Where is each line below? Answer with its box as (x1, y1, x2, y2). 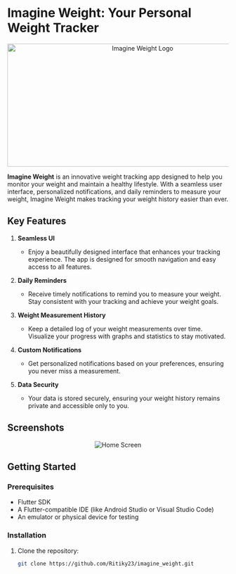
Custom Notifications (17, 345, 82, 354)
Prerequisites (7, 482, 54, 492)
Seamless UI (17, 234, 55, 242)
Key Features (7, 215, 67, 227)
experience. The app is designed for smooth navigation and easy (27, 255, 216, 263)
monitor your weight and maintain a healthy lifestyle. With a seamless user (7, 179, 223, 188)
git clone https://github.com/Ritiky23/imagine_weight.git (17, 560, 195, 567)
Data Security (17, 380, 59, 388)
